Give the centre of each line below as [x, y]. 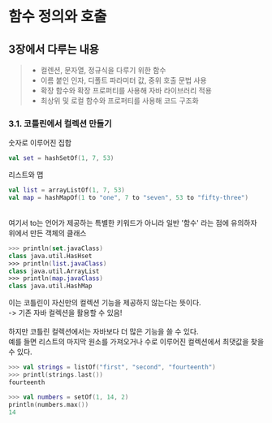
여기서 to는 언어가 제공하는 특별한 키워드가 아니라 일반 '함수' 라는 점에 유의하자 [133, 222]
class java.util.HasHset [50, 256]
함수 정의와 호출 [58, 17]
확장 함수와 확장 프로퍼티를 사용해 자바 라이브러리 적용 [126, 91]
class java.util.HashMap [50, 286]
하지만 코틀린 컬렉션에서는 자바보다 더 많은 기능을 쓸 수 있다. [104, 332]
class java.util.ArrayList [54, 271]
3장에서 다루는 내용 [54, 49]
